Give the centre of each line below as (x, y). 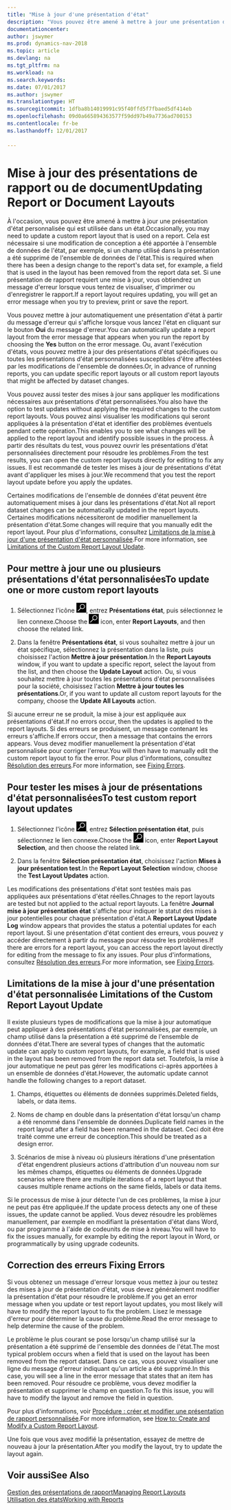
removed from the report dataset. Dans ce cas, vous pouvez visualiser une (113, 1361)
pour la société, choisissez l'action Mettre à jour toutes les (100, 686)
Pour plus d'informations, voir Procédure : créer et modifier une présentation (115, 1411)
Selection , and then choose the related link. (79, 848)
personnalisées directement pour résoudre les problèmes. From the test (108, 453)
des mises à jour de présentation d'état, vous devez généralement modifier (113, 1289)
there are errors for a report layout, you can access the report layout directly (115, 948)
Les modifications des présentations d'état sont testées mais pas (99, 889)
